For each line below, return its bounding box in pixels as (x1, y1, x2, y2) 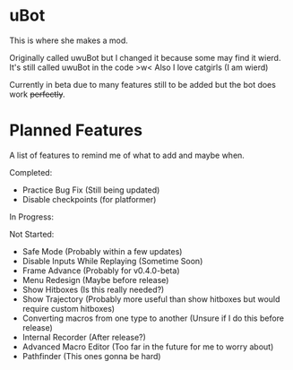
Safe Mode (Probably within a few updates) (22, 245, 183, 256)
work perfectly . (9, 89, 65, 99)
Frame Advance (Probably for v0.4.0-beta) (22, 265, 180, 276)
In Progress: (9, 211, 54, 222)
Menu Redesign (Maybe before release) (22, 274, 169, 285)
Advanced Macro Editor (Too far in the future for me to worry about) (22, 341, 274, 352)
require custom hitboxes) (22, 303, 115, 314)
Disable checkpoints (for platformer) (22, 194, 157, 204)
